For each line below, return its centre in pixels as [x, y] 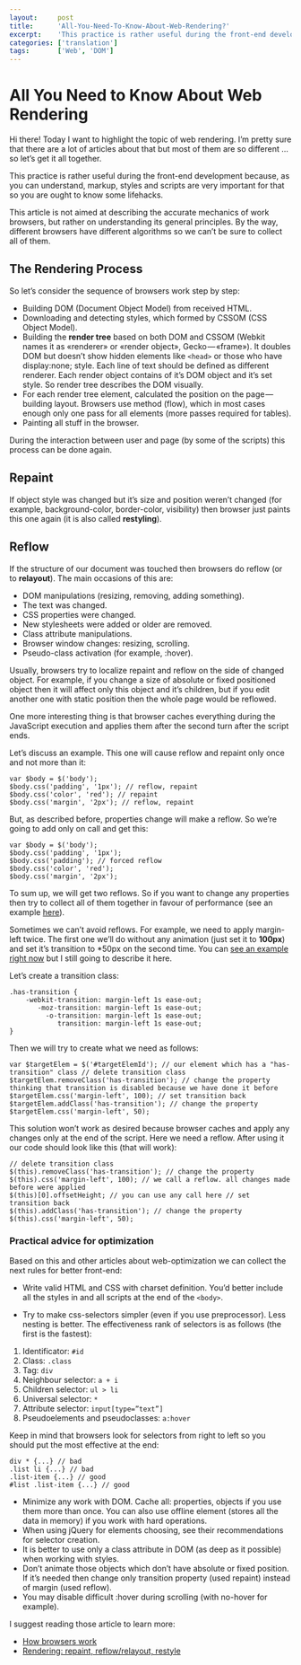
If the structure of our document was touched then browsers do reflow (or [146, 568]
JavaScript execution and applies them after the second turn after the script [149, 726]
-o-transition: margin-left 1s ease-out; [124, 1016]
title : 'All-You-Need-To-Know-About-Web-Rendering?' [120, 26]
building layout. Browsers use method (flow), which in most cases [144, 403]
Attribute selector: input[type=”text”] [93, 1408]
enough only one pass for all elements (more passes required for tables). [157, 413]
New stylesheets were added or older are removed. [117, 624]
